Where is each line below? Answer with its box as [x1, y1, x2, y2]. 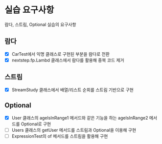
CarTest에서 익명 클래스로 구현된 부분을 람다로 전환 [11, 51, 110, 57]
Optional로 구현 [21, 121, 51, 127]
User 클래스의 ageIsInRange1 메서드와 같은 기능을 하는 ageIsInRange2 [11, 115, 148, 121]
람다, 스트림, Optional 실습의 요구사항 [4, 21, 76, 27]
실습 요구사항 [4, 4, 54, 16]
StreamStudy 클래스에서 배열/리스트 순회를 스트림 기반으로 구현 [11, 86, 134, 93]
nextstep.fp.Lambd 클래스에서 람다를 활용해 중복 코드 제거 [11, 57, 124, 63]
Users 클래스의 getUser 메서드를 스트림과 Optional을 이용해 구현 [11, 127, 137, 133]
